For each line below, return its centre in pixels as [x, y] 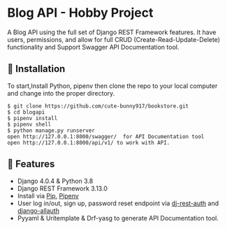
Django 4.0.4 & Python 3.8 [55, 181]
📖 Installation [36, 69]
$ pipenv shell [29, 124]
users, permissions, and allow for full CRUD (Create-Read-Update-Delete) [113, 39]
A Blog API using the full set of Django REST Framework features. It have [112, 32]
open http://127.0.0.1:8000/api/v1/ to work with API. [89, 142]
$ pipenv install [32, 118]
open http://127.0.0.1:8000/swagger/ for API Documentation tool [106, 136]
